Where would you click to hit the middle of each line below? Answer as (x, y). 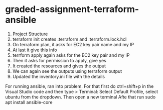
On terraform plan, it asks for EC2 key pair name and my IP (73, 44)
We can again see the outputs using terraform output (67, 71)
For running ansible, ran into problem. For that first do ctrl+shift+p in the (79, 86)
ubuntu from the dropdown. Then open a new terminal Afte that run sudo (80, 97)
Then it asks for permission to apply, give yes (59, 60)
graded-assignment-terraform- (72, 9)
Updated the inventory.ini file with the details (59, 76)
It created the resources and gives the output (59, 66)
